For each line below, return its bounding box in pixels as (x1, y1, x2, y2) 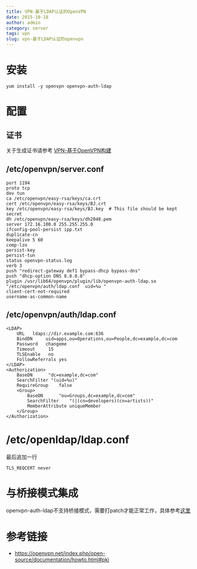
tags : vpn (6, 31, 31, 37)
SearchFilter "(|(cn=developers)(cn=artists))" (27, 398, 154, 404)
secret (6, 211, 22, 217)
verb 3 (6, 262, 22, 269)
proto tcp (6, 185, 31, 191)
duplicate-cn (6, 232, 38, 238)
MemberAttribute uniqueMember (27, 403, 101, 409)
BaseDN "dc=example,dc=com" (16, 372, 99, 378)
